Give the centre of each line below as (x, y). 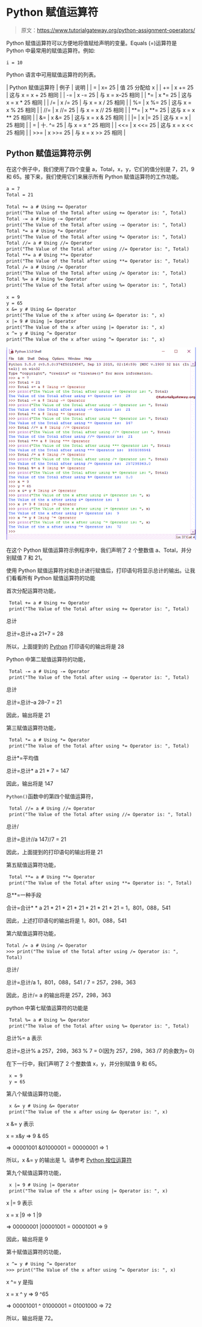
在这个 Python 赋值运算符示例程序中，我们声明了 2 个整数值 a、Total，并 (96, 550)
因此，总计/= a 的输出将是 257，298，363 (59, 995)
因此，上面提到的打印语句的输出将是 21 (55, 852)
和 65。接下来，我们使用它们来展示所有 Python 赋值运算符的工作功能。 (94, 176)
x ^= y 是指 (20, 1282)
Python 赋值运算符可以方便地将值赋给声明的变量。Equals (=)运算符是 (92, 43)
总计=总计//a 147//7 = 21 (36, 839)
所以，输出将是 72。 (31, 1318)
